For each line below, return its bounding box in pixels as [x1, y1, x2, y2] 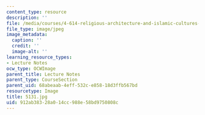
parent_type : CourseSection [6, 77, 78, 83]
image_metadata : [6, 32, 48, 38]
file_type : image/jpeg [6, 26, 64, 32]
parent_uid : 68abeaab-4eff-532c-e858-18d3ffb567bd [6, 83, 138, 89]
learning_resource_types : [6, 54, 72, 60]
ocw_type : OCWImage [6, 65, 56, 72]
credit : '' [12, 43, 40, 49]
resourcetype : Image [6, 88, 59, 94]
